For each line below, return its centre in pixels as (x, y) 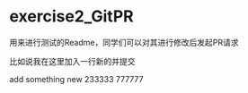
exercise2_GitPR (71, 17)
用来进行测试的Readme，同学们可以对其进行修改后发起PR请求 (124, 42)
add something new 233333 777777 (76, 79)
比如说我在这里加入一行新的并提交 (72, 61)
